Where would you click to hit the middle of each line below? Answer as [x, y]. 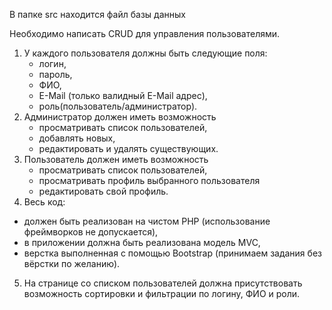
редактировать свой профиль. [103, 191]
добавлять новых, [77, 138]
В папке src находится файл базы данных [97, 14]
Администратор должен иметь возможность [120, 117]
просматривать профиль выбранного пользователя [149, 180]
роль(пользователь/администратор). [118, 106]
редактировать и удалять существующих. [128, 148]
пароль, [55, 74]
